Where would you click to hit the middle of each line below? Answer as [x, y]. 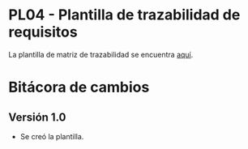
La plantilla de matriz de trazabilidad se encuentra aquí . [101, 54]
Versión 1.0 [37, 117]
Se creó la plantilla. [52, 136]
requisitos [43, 32]
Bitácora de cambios [79, 87]
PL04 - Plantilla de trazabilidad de [124, 15]
